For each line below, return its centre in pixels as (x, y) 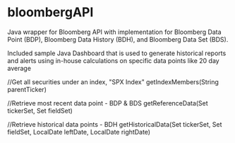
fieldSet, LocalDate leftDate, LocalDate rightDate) (79, 132)
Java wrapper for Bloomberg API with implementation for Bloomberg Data (114, 32)
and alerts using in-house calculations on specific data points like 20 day (114, 60)
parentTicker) (27, 89)
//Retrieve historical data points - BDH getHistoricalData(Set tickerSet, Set (115, 124)
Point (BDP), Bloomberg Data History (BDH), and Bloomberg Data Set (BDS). (118, 39)
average (19, 68)
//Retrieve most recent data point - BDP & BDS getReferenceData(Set (108, 103)
